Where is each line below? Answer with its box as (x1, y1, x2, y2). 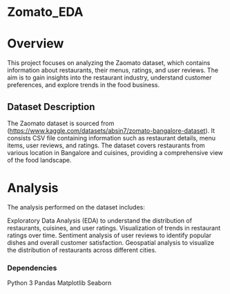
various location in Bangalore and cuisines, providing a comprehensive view (7, 148, 223, 156)
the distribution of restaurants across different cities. (7, 246, 157, 254)
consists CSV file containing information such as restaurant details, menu (7, 134, 216, 142)
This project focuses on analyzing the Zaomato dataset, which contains (7, 59, 211, 67)
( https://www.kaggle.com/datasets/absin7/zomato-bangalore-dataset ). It (7, 126, 215, 135)
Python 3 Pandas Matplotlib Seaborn (7, 279, 112, 287)
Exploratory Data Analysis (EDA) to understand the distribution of (7, 216, 192, 225)
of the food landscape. (7, 156, 72, 164)
